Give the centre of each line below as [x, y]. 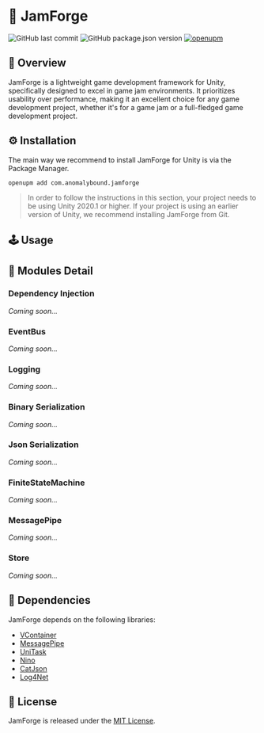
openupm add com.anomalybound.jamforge [74, 183]
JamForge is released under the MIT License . [82, 721]
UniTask [33, 651]
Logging [25, 369]
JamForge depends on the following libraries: [82, 619]
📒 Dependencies [49, 600]
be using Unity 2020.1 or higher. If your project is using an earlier [133, 206]
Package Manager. [39, 168]
